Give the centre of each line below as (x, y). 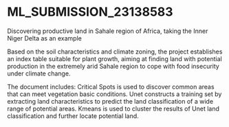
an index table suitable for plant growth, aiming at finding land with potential (115, 58)
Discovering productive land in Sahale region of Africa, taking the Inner (108, 31)
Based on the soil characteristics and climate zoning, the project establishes (115, 51)
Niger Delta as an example (45, 38)
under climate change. (39, 73)
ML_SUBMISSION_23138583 (90, 12)
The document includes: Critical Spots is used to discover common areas (111, 86)
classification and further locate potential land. (73, 116)
